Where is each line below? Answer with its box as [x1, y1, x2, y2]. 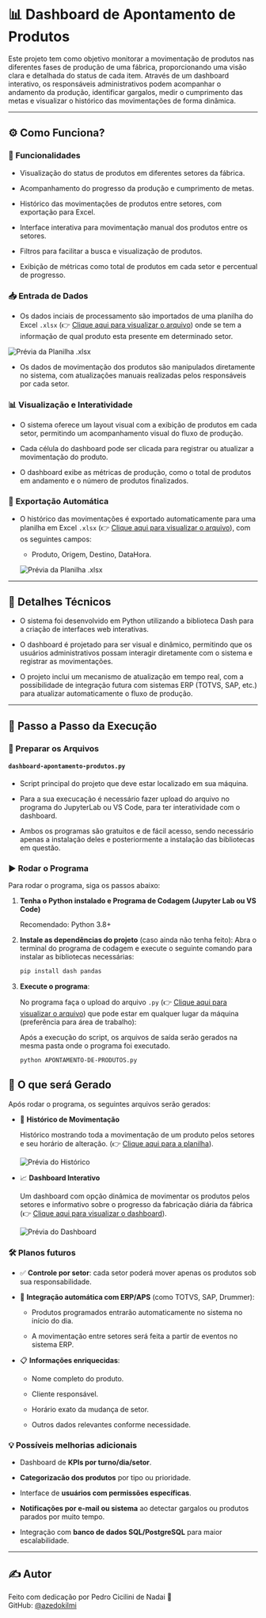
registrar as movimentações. [19, 657, 113, 667]
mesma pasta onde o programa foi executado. [19, 1041, 171, 1050]
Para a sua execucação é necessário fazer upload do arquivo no [19, 794, 230, 803]
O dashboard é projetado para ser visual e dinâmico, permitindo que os [19, 640, 253, 649]
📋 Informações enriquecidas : [19, 1356, 120, 1365]
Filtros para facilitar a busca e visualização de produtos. [19, 246, 203, 256]
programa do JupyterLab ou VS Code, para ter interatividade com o [19, 802, 241, 811]
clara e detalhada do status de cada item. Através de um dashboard [8, 70, 230, 80]
